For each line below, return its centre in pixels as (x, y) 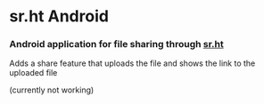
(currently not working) (52, 90)
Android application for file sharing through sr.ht (117, 44)
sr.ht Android (59, 16)
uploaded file (33, 73)
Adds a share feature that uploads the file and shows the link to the (132, 63)
